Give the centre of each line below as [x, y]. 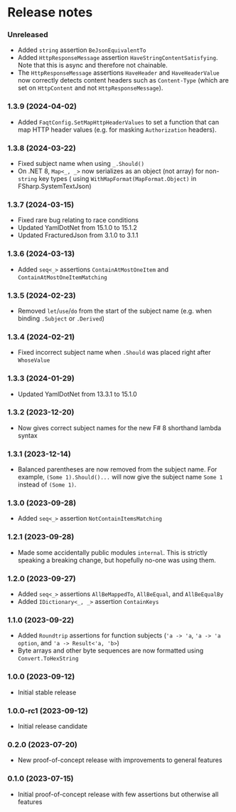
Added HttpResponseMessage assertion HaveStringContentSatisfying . [118, 58]
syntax [27, 435]
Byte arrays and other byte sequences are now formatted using [111, 651]
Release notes [50, 12]
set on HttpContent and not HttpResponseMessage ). [90, 88]
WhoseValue [34, 360]
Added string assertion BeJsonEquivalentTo [82, 50]
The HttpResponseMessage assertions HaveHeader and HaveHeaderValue [119, 73]
